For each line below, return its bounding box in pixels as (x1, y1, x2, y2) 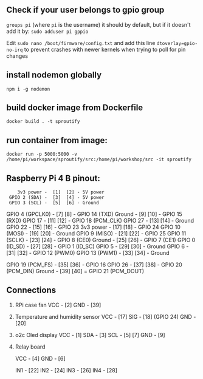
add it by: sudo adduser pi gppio (6, 27, 89, 35)
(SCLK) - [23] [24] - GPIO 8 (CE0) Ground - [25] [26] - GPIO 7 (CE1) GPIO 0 (6, 237, 196, 244)
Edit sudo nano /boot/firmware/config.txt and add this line (6, 39, 156, 46)
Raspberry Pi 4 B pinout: (6, 173, 100, 183)
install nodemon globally (6, 70, 102, 80)
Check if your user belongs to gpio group (6, 5, 165, 15)
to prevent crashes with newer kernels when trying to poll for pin (24, 46, 186, 53)
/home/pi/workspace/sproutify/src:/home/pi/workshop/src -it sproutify (6, 156, 191, 163)
